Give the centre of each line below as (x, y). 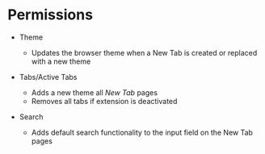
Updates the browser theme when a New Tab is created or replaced (144, 52)
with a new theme (61, 61)
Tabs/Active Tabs (48, 77)
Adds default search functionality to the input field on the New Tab (142, 132)
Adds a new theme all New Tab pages (95, 92)
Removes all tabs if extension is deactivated (104, 101)
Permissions (50, 15)
